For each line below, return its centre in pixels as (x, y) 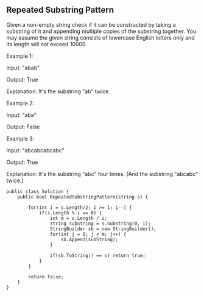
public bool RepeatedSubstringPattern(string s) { (83, 197)
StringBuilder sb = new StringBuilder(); (103, 229)
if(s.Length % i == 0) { (70, 213)
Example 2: (20, 103)
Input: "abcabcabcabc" (36, 150)
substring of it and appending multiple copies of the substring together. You (101, 31)
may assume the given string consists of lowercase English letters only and (100, 37)
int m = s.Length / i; (79, 218)
